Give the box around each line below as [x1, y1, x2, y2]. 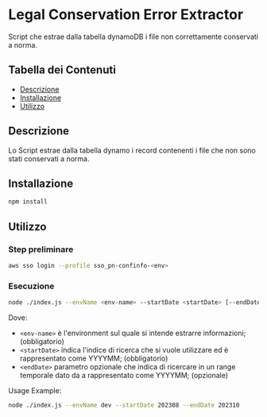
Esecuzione [8, 280, 55, 292]
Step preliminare [8, 244, 74, 255]
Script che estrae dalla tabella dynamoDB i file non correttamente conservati [8, 32, 258, 41]
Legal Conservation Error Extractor [8, 6, 244, 24]
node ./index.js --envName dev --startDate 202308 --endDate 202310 [8, 401, 240, 409]
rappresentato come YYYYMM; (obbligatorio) [19, 353, 168, 363]
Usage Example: [8, 385, 62, 395]
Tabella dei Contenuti [8, 64, 117, 77]
